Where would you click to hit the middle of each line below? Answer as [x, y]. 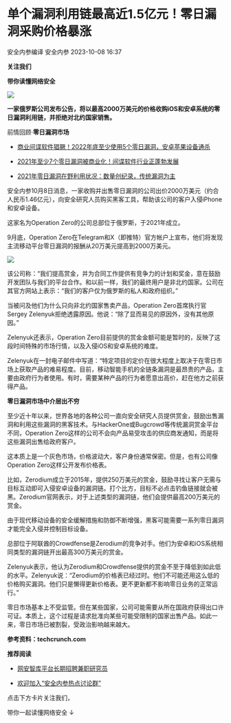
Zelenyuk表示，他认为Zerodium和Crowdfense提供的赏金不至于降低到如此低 [114, 566]
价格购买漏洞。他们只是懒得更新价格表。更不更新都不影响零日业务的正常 [109, 584]
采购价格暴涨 [56, 31]
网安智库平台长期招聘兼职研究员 [62, 668]
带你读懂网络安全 [31, 81]
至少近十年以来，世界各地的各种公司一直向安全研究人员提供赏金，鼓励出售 [112, 415]
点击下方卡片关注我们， [40, 697]
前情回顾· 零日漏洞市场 [38, 132]
